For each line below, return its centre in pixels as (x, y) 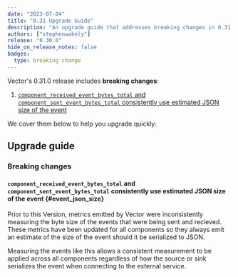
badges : (19, 54)
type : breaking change (47, 61)
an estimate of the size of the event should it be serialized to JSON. (106, 237)
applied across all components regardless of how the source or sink (107, 258)
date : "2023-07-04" (36, 14)
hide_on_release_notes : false (52, 47)
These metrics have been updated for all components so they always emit (116, 230)
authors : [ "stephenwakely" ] (49, 34)
